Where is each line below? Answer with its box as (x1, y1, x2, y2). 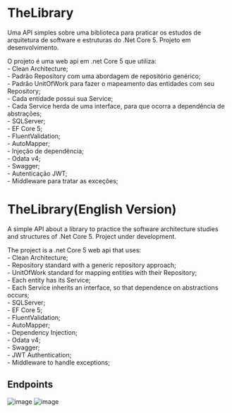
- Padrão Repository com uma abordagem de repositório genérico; (7, 72, 201, 80)
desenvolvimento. (7, 43, 59, 51)
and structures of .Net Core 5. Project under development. (7, 232, 176, 240)
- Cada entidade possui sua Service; (7, 94, 114, 103)
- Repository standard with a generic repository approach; (7, 261, 176, 269)
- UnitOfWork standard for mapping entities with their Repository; (7, 268, 197, 276)
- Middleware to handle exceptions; (7, 358, 111, 366)
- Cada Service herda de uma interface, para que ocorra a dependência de (7, 101, 225, 110)
